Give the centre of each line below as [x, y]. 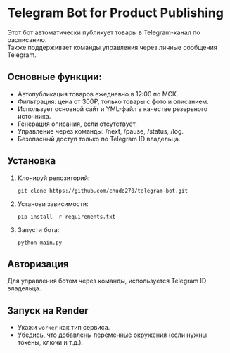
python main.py [40, 243]
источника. [34, 116]
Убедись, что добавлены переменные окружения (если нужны [112, 335]
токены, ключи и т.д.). [50, 342]
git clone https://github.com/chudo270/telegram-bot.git [103, 191]
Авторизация [38, 264]
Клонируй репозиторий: [53, 178]
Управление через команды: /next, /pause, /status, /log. [101, 131]
